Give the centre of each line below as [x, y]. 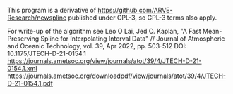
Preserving [23, 39]
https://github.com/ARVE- [135, 10]
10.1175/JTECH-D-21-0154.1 [47, 53]
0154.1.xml [22, 68]
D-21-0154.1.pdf [30, 83]
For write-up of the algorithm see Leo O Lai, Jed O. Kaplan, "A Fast [104, 31]
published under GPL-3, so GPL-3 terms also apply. [143, 18]
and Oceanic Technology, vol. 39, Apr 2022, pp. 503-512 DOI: [97, 46]
